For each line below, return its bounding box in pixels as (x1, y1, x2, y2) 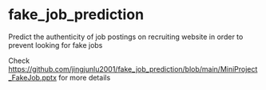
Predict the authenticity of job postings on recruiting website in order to (8, 32, 244, 41)
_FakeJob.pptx (8, 72, 58, 82)
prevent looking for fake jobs (8, 40, 103, 49)
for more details (58, 72, 111, 82)
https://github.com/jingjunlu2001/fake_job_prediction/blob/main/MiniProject (8, 64, 258, 73)
